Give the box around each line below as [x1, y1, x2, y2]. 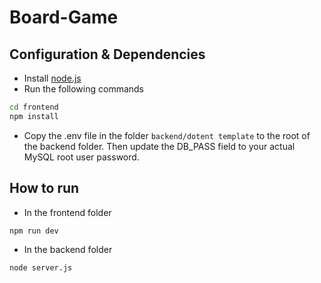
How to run [9, 180, 80, 197]
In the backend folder [23, 244, 113, 256]
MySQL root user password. [23, 151, 140, 163]
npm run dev [9, 226, 59, 236]
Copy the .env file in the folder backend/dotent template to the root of [23, 129, 311, 141]
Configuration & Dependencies [9, 46, 206, 63]
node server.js [9, 263, 73, 273]
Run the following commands [23, 83, 144, 95]
